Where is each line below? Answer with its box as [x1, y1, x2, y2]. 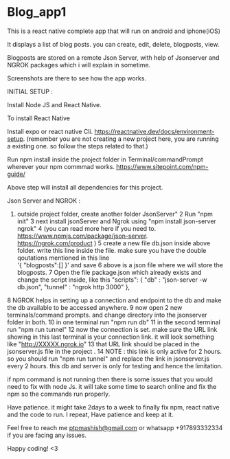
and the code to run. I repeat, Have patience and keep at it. [7, 410, 174, 418]
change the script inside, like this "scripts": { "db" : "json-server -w [16, 276, 207, 284]
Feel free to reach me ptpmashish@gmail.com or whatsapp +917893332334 [7, 423, 223, 432]
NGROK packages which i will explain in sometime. [7, 60, 151, 69]
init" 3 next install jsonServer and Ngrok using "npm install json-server [16, 217, 216, 225]
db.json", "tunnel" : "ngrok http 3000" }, [16, 282, 130, 291]
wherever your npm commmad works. [7, 162, 115, 170]
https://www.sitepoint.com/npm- [116, 162, 209, 170]
